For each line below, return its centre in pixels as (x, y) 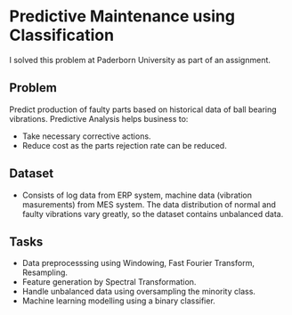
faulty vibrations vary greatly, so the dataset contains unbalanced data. (153, 214)
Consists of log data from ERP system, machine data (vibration (137, 195)
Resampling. (45, 272)
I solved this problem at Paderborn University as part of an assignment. (140, 60)
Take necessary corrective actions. (86, 136)
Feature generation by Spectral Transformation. (109, 282)
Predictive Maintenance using (122, 16)
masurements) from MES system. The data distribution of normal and (149, 204)
